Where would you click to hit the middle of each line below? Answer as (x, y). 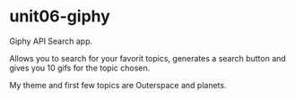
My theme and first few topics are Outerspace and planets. (118, 85)
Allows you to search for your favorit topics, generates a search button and (148, 58)
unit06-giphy (60, 16)
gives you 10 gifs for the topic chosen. (80, 68)
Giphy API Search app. (51, 41)
